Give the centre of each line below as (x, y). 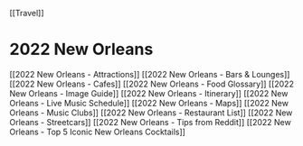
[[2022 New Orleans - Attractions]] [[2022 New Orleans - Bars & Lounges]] (150, 74)
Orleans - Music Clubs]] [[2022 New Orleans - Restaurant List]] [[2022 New (151, 113)
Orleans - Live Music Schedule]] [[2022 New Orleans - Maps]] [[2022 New (149, 103)
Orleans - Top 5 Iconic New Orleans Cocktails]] (97, 132)
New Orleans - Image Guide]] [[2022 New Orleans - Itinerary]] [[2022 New (149, 93)
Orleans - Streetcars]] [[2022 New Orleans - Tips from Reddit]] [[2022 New (150, 122)
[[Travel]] (27, 13)
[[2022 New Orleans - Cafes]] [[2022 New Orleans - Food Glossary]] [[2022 (151, 84)
